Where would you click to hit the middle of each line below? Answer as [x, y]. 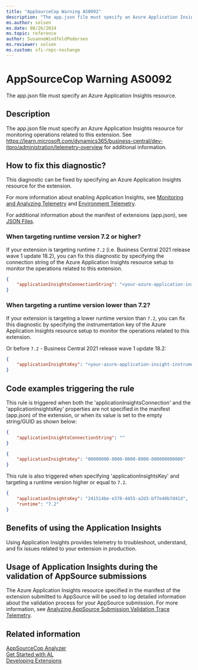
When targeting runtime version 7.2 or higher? [74, 237]
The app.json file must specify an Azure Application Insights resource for [95, 128]
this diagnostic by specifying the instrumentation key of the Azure [86, 324]
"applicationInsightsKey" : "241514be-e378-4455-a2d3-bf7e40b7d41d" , [103, 499]
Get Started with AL [30, 655]
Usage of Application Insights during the [82, 567]
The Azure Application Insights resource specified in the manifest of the [93, 590]
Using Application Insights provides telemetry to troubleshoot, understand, [97, 542]
